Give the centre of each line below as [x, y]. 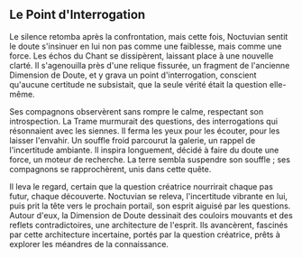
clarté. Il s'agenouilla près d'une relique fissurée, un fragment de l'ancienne [150, 65]
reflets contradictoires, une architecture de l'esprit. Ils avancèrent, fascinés [149, 225]
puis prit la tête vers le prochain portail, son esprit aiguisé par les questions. [150, 206]
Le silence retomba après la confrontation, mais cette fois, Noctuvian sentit [149, 36]
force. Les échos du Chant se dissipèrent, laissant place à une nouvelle [142, 55]
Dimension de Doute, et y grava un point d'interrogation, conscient [133, 75]
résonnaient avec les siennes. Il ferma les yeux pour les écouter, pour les [145, 131]
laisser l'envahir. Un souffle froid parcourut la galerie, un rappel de [133, 140]
